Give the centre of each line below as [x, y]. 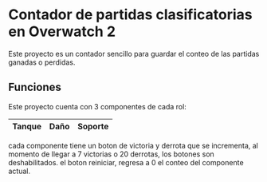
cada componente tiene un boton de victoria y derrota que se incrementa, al [133, 145]
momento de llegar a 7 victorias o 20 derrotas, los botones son [112, 154]
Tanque [27, 126]
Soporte [93, 126]
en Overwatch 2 [62, 32]
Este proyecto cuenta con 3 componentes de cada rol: [98, 106]
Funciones [35, 87]
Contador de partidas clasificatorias [130, 15]
